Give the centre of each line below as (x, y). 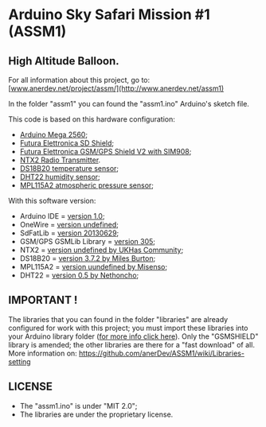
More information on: (43, 353)
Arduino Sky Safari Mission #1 (110, 15)
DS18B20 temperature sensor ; (69, 168)
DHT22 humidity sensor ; (60, 177)
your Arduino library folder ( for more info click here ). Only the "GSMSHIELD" (133, 336)
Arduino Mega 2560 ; (54, 134)
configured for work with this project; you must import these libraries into (128, 328)
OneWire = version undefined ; (69, 225)
